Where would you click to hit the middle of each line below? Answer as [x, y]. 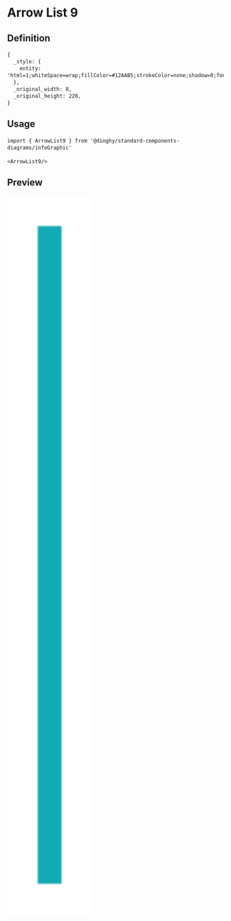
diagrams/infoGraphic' [40, 147]
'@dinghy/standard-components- [135, 141]
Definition [29, 38]
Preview [25, 183]
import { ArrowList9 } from [47, 141]
